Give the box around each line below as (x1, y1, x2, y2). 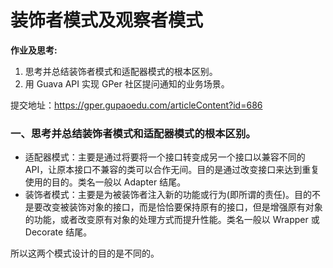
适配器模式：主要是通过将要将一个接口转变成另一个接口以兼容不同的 (24, 151, 306, 163)
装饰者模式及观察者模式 (10, 9, 204, 32)
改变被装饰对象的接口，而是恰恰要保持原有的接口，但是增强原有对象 (42, 201, 323, 213)
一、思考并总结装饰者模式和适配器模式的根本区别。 (10, 126, 257, 140)
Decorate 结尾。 (24, 226, 93, 238)
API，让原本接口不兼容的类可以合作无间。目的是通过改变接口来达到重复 (24, 164, 320, 176)
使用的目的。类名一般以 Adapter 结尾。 (24, 176, 187, 188)
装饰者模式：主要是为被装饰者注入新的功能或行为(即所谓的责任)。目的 (24, 189, 313, 201)
